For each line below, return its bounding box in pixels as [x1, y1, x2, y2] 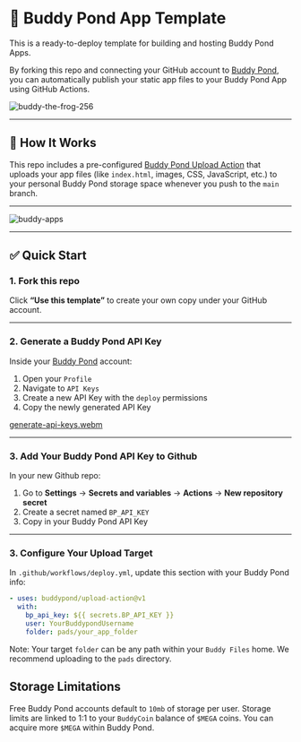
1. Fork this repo [9, 275, 81, 288]
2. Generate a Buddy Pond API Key [9, 335, 162, 348]
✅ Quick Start [9, 248, 87, 263]
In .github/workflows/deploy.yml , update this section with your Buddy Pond [9, 567, 289, 578]
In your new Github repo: [9, 470, 101, 481]
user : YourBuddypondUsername [25, 618, 134, 628]
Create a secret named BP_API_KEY [21, 506, 150, 518]
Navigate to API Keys [21, 383, 100, 393]
